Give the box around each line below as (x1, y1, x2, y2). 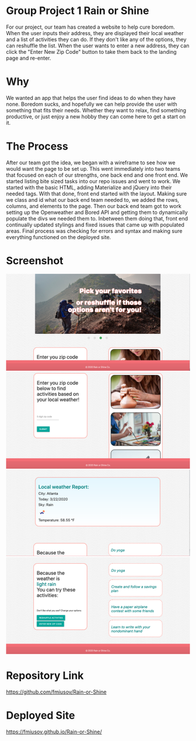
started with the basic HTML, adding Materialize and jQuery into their (6, 184, 172, 191)
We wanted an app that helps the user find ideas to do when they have (6, 94, 176, 101)
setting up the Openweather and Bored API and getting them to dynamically (6, 209, 188, 216)
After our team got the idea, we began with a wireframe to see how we (6, 159, 176, 166)
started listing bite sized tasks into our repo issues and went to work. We (6, 177, 181, 185)
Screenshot (6, 254, 64, 267)
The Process (6, 140, 68, 153)
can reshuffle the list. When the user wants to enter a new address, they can (6, 42, 190, 49)
